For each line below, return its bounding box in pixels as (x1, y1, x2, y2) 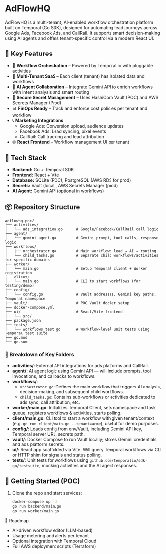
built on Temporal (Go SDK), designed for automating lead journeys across (5, 24, 158, 30)
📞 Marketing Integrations (12, 117, 64, 123)
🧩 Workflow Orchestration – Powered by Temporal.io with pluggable (12, 62, 153, 68)
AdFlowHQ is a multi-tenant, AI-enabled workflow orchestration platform (5, 19, 154, 25)
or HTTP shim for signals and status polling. (12, 452, 102, 458)
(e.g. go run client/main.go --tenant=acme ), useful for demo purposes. (12, 420, 159, 426)
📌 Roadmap (5, 518, 29, 524)
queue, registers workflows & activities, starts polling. (12, 410, 122, 416)
